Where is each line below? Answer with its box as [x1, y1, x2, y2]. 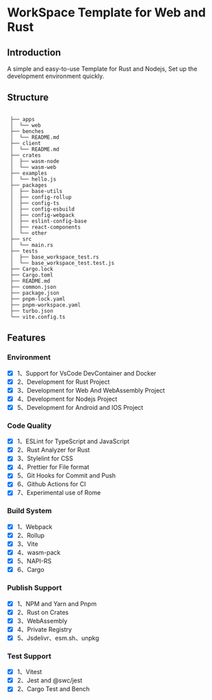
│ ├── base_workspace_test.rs [10, 253, 99, 261]
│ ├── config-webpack [10, 211, 75, 218]
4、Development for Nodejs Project [16, 395, 118, 403]
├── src [10, 235, 32, 242]
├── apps [10, 116, 36, 122]
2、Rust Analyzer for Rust [16, 446, 90, 454]
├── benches [10, 128, 44, 135]
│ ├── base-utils [10, 187, 63, 194]
